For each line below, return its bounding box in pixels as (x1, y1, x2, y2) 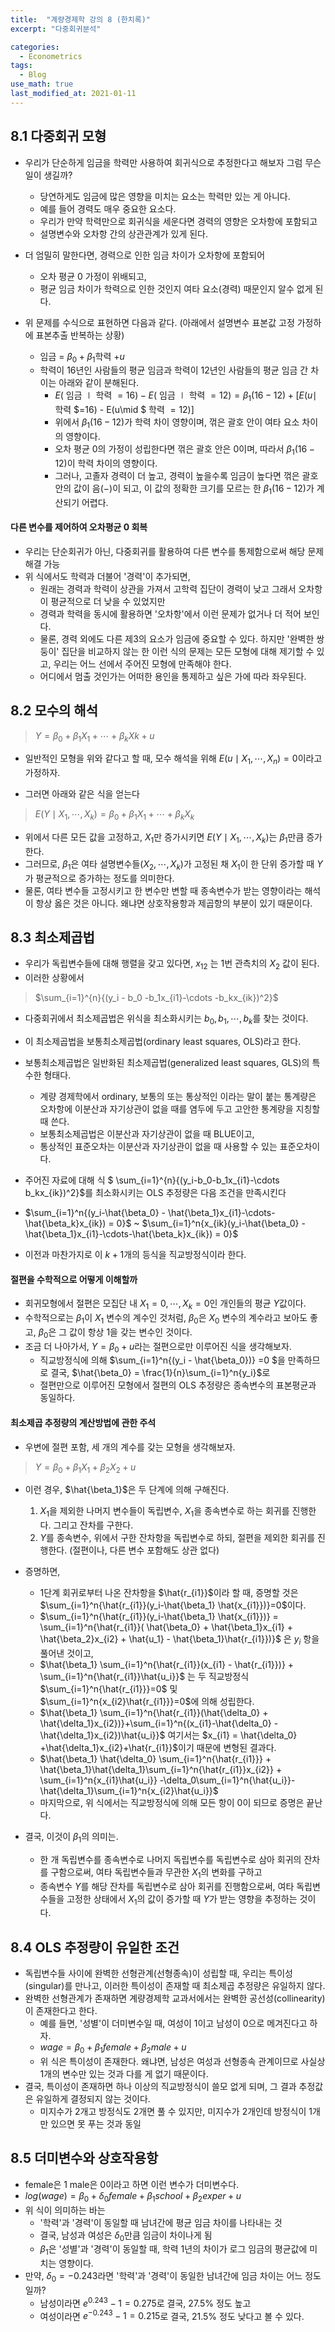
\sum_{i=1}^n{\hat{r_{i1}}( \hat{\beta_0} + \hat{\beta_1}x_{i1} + (39, 1621, 294, 1633)
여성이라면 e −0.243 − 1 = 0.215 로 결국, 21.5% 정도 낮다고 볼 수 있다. (39, 2308, 305, 2322)
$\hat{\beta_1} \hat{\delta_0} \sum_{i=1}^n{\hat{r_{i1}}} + (39, 1752, 272, 1765)
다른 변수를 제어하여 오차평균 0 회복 (10, 521, 148, 533)
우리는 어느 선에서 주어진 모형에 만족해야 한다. (53, 657, 232, 670)
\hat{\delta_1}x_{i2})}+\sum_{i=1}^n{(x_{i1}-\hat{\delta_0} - (39, 1717, 279, 1729)
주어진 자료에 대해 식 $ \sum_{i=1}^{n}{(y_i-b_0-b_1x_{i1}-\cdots (24, 1174, 280, 1186)
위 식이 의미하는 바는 (24, 2204, 106, 2216)
